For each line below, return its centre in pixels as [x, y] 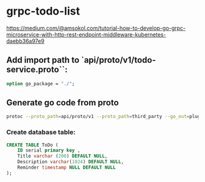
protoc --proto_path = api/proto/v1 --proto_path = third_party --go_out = [98, 117]
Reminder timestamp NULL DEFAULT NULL [67, 168]
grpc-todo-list [43, 11]
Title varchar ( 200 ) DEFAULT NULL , [63, 156]
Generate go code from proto [63, 103]
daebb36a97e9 [25, 41]
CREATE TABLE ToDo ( [33, 145]
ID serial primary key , [49, 150]
